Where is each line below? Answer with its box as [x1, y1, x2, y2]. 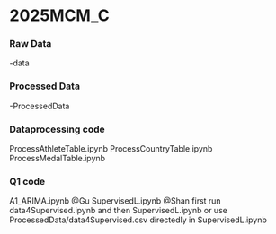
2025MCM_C [9, 5, 110, 26]
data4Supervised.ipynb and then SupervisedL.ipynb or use [9, 205, 227, 216]
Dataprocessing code [9, 123, 105, 135]
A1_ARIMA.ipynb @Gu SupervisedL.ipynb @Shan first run [9, 195, 222, 206]
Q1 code [9, 176, 46, 187]
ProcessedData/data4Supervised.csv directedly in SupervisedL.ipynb [9, 214, 268, 225]
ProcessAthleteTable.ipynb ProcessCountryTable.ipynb [9, 143, 213, 154]
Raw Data [9, 38, 52, 50]
